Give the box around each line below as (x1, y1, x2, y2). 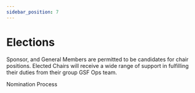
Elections (6, 35, 55, 49)
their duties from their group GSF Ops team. (6, 69, 118, 76)
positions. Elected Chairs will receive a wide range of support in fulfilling (6, 62, 189, 69)
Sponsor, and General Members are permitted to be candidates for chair (6, 56, 189, 63)
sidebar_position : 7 (6, 9, 59, 15)
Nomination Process (6, 80, 58, 87)
